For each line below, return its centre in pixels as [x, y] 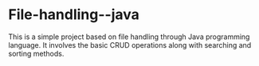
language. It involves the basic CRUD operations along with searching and [130, 45]
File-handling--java [74, 15]
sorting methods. [36, 53]
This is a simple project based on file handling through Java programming [129, 37]
